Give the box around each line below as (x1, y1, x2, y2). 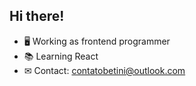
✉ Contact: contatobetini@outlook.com (23, 64, 186, 76)
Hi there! (9, 8, 65, 25)
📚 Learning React (23, 50, 99, 62)
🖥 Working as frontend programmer (23, 35, 171, 47)
